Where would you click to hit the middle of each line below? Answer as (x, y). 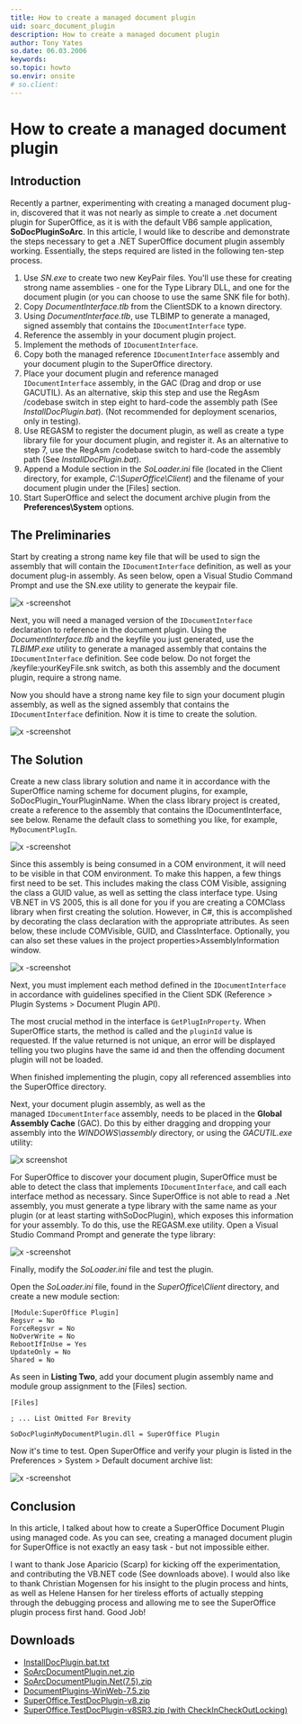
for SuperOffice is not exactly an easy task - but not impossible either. (140, 1547)
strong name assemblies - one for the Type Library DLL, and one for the (156, 287)
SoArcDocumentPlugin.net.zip (79, 1671)
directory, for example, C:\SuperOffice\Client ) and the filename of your (154, 478)
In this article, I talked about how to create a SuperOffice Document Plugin (147, 1528)
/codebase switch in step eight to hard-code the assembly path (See (150, 402)
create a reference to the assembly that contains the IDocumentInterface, (146, 810)
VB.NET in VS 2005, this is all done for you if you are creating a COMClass (148, 902)
